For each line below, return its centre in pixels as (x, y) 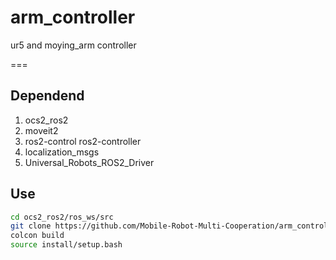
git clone (31, 226)
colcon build (37, 236)
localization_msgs (62, 152)
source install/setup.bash (66, 245)
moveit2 (41, 130)
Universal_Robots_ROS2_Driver (89, 162)
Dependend (47, 96)
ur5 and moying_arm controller (73, 45)
